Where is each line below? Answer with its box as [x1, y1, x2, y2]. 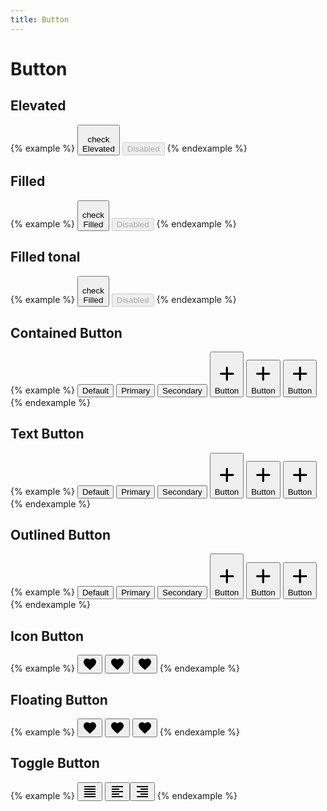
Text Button [10, 426, 85, 443]
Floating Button [10, 691, 108, 708]
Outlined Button [10, 527, 112, 543]
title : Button [10, 14, 70, 25]
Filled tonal [10, 249, 81, 266]
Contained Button [10, 324, 123, 341]
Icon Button [10, 627, 85, 645]
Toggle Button [10, 755, 100, 772]
